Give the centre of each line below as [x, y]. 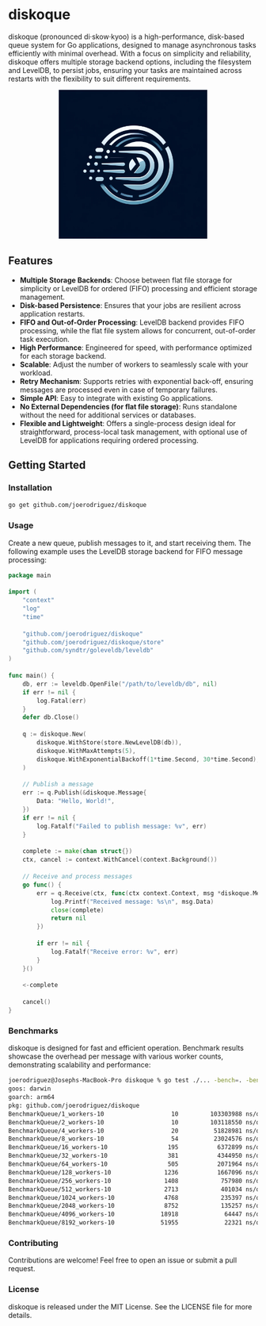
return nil [68, 918]
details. [20, 1315]
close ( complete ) [77, 910]
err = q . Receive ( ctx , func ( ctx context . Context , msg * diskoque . [145, 893]
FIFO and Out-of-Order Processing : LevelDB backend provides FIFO [132, 322]
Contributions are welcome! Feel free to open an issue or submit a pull [123, 1260]
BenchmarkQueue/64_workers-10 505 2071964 [125, 1164]
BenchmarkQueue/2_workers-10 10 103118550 [125, 1122]
